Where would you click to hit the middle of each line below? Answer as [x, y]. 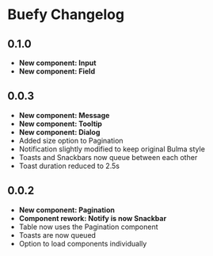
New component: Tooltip [60, 124]
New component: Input [57, 63]
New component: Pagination [67, 210]
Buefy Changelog [66, 15]
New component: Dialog [59, 132]
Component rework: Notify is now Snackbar [93, 218]
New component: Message [64, 115]
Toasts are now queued [57, 235]
